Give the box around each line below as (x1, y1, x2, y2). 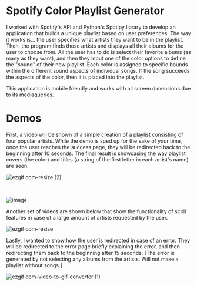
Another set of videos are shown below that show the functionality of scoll (6, 207, 186, 215)
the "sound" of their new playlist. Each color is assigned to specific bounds (6, 60, 188, 68)
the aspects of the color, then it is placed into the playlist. (6, 73, 145, 80)
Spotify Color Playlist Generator (6, 4, 165, 18)
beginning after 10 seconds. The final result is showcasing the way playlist (6, 150, 186, 157)
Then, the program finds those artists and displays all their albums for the (6, 42, 184, 49)
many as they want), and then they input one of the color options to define (6, 55, 186, 62)
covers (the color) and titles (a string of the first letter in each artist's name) (6, 156, 189, 163)
